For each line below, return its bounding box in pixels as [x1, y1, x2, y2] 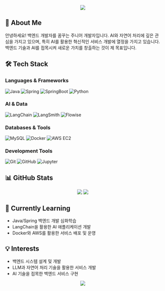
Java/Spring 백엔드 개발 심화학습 [12, 218, 77, 224]
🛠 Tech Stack [5, 60, 48, 68]
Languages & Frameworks [5, 77, 69, 84]
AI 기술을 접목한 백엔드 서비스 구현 [12, 270, 79, 276]
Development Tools [5, 148, 53, 155]
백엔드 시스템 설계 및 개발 [12, 258, 62, 264]
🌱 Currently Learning [5, 204, 70, 212]
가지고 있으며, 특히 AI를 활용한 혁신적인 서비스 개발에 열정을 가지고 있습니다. [14, 38, 160, 44]
